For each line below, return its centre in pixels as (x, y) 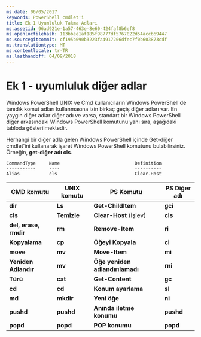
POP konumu (112, 325)
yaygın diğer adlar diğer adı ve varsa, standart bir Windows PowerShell (94, 115)
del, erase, (25, 225)
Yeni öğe (106, 298)
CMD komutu (30, 192)
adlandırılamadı (116, 269)
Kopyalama (25, 242)
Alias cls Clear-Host (84, 174)
